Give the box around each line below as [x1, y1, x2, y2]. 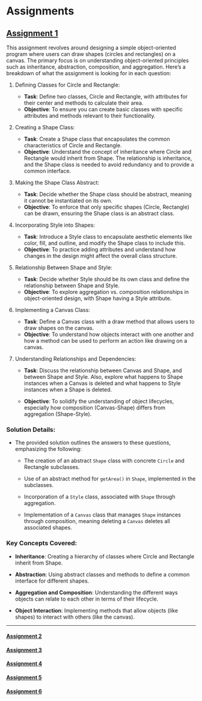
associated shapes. [23, 524, 72, 531]
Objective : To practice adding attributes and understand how [23, 246, 176, 253]
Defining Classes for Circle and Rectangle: [14, 81, 120, 88]
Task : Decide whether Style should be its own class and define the [23, 275, 189, 283]
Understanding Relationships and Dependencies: [14, 355, 136, 362]
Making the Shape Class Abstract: [14, 179, 100, 186]
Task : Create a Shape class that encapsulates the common [23, 135, 170, 142]
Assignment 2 [6, 632, 42, 640]
